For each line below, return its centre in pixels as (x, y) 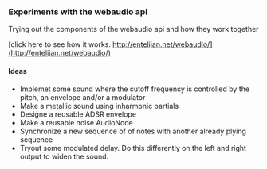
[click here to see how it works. (60, 44)
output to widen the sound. (64, 156)
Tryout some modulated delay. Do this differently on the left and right (133, 148)
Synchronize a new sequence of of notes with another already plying (133, 131)
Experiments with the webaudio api (78, 12)
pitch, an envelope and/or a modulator (82, 97)
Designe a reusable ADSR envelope (78, 114)
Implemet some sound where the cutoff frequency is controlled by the (134, 89)
